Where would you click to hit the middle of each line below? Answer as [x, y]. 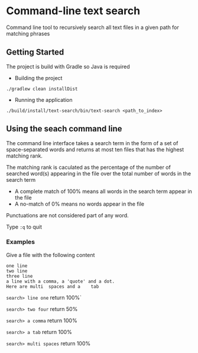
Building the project [38, 78]
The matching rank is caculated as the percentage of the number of [89, 167]
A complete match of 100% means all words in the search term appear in [103, 191]
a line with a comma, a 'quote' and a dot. [61, 281]
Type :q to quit [24, 227]
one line [17, 266]
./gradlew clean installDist [42, 89]
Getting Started [35, 52]
